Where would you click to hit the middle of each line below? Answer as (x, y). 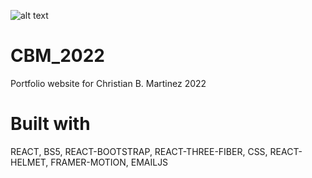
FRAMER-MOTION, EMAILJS (109, 162)
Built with (50, 124)
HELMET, (29, 162)
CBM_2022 (57, 56)
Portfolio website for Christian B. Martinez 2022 (108, 83)
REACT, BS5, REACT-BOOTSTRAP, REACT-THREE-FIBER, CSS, (139, 151)
